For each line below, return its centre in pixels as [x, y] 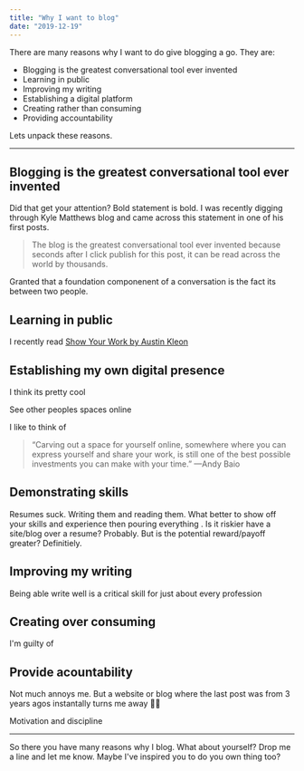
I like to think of [38, 427]
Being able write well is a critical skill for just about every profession [136, 593]
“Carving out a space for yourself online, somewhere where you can [159, 444]
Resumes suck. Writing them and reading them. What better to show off [143, 514]
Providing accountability [67, 118]
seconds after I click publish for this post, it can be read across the [156, 255]
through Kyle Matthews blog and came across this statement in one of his [147, 217]
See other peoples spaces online [71, 410]
